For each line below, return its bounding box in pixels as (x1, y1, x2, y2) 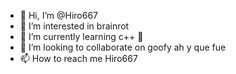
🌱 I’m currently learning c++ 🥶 (19, 31, 144, 42)
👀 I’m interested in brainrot (19, 20, 130, 32)
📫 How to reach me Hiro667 (19, 53, 138, 64)
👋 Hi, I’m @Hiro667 (19, 10, 99, 21)
